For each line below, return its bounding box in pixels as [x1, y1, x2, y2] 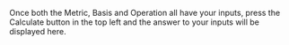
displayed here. [9, 26, 66, 36]
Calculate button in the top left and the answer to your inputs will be [9, 17, 260, 27]
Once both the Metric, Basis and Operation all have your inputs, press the [9, 8, 281, 18]
